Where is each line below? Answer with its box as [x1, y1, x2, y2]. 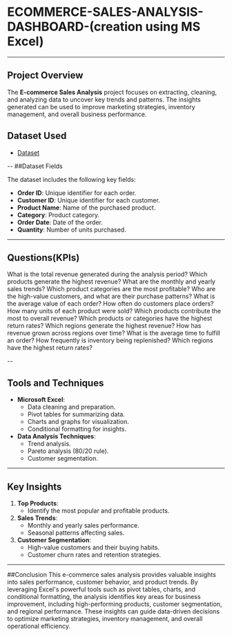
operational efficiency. [7, 622, 71, 630]
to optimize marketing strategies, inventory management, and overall [7, 615, 203, 622]
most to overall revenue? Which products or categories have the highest [7, 314, 213, 322]
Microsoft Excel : [17, 396, 66, 404]
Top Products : [17, 499, 59, 507]
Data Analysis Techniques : [17, 432, 96, 441]
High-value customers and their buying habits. [27, 544, 160, 551]
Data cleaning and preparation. [27, 403, 116, 412]
